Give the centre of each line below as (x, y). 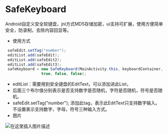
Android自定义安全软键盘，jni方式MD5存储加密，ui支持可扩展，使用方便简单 (84, 24)
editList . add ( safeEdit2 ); (34, 60)
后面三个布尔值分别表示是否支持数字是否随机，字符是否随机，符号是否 (85, 90)
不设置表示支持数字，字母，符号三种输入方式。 (61, 109)
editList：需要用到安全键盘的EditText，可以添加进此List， (72, 84)
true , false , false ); (64, 74)
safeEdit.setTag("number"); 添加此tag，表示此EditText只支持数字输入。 (86, 103)
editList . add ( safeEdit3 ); (34, 64)
